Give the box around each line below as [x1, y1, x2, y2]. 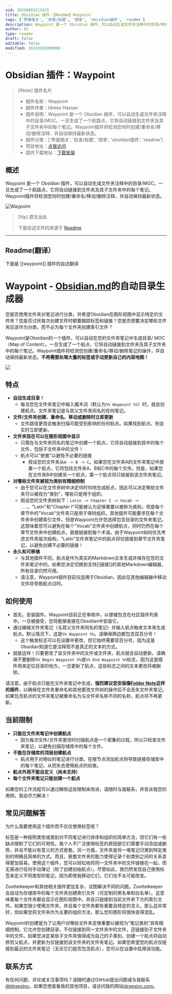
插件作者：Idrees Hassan [25, 105, 78, 111]
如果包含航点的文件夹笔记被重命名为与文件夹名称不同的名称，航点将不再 [5, 693, 158, 699]
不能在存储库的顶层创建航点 [12, 749, 72, 756]
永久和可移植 [12, 548, 40, 554]
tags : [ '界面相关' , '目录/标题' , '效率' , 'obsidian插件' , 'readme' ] [5, 17, 145, 22]
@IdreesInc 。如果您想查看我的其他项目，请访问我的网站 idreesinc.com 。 [5, 983, 158, 989]
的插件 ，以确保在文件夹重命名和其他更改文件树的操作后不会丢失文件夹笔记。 [5, 686, 167, 692]
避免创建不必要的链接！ [34, 542, 83, 548]
